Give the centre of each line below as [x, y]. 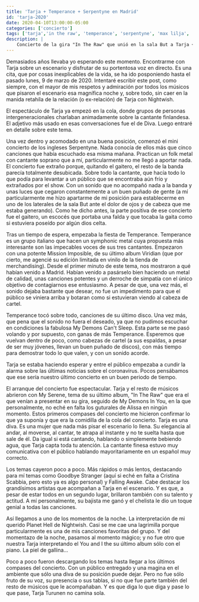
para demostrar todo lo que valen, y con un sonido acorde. [78, 353]
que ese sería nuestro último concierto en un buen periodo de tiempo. [92, 377]
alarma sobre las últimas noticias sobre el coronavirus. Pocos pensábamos [97, 370]
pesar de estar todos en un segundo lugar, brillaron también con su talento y [99, 494]
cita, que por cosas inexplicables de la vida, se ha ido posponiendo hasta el [98, 74]
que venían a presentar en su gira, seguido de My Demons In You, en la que [99, 401]
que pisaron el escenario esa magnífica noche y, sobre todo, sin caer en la [97, 93]
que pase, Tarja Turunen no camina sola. [56, 593]
